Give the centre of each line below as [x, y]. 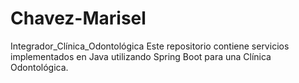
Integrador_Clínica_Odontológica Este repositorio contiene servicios [150, 46]
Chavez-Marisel [78, 18]
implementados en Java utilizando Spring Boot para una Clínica [141, 56]
